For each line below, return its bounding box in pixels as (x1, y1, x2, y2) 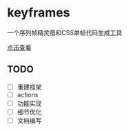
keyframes (7, 5, 70, 21)
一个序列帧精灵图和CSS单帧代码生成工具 (7, 28, 123, 37)
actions (17, 90, 39, 99)
